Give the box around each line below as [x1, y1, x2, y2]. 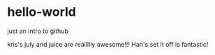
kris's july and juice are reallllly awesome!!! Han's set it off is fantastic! [7, 40, 209, 48]
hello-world [7, 4, 77, 20]
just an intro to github [7, 27, 68, 35]
